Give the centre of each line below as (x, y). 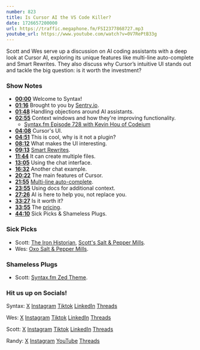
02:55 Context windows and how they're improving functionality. (95, 118)
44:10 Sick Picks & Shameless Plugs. (61, 214)
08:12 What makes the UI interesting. (61, 143)
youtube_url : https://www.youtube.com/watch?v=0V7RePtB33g (82, 34)
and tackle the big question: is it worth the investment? (74, 70)
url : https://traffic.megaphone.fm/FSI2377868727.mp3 (75, 29)
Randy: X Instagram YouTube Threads (53, 341)
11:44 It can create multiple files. (55, 156)
